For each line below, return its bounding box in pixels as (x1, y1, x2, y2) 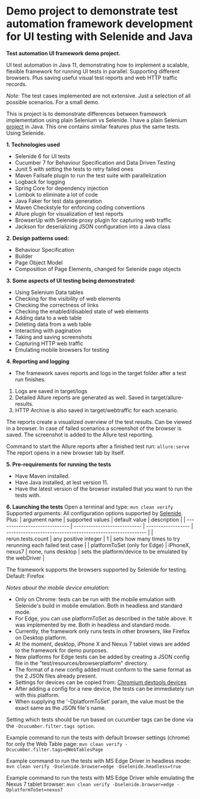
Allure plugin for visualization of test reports (14, 210, 124, 217)
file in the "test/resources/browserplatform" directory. (14, 660, 148, 667)
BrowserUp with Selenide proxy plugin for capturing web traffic (14, 216, 172, 224)
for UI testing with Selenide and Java (6, 30, 193, 43)
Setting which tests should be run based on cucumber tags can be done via (6, 715, 194, 723)
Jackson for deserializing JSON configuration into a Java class (14, 222, 171, 230)
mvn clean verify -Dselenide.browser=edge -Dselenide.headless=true (6, 764, 181, 770)
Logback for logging (14, 178, 65, 185)
